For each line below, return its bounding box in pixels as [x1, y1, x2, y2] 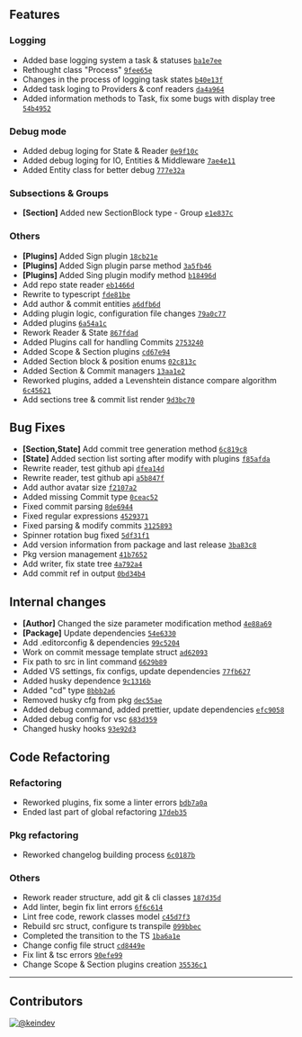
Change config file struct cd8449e [22, 940, 146, 951]
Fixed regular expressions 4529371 [22, 510, 149, 521]
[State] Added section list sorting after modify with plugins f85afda [22, 454, 271, 464]
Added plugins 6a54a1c [22, 317, 108, 328]
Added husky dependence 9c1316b [22, 675, 151, 687]
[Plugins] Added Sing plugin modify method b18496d [22, 269, 218, 280]
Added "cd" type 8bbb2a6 [22, 685, 116, 696]
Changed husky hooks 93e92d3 [22, 724, 137, 735]
